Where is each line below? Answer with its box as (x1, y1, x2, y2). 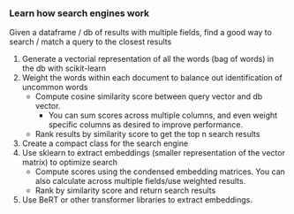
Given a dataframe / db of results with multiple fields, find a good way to (9, 27, 272, 38)
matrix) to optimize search (21, 157, 117, 168)
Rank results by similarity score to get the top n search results (34, 129, 260, 140)
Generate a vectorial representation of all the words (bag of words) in (21, 54, 275, 65)
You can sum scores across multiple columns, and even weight (48, 110, 278, 121)
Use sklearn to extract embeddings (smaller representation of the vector (21, 148, 285, 158)
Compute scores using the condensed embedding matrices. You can (34, 166, 285, 177)
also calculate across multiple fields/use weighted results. (34, 176, 246, 187)
